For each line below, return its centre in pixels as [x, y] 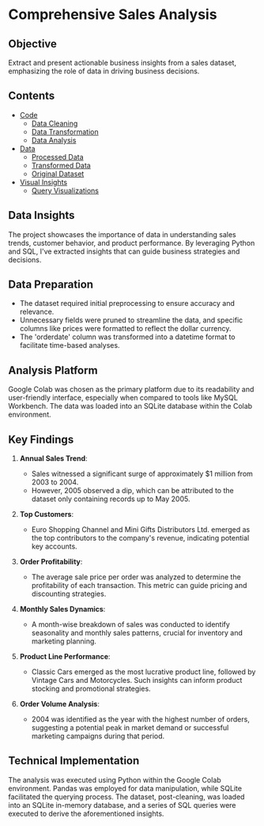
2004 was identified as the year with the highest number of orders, [141, 719]
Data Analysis [54, 140]
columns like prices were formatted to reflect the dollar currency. [125, 329]
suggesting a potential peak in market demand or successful [130, 728]
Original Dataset [58, 173]
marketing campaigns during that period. [98, 736]
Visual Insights [43, 182]
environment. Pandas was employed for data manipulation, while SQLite [125, 788]
